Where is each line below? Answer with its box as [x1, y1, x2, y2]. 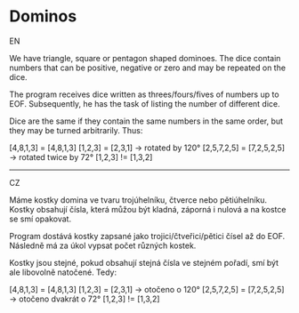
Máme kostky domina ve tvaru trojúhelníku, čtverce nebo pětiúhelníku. [9, 194, 268, 205]
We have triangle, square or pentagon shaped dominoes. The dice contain [9, 52, 281, 63]
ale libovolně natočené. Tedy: [9, 267, 117, 277]
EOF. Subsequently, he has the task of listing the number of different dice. [9, 98, 280, 108]
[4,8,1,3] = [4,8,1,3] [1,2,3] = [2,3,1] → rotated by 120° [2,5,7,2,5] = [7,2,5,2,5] [9, 142, 286, 153]
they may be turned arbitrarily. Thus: [9, 124, 143, 135]
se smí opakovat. [9, 213, 72, 224]
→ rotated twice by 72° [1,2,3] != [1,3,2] [9, 151, 153, 162]
